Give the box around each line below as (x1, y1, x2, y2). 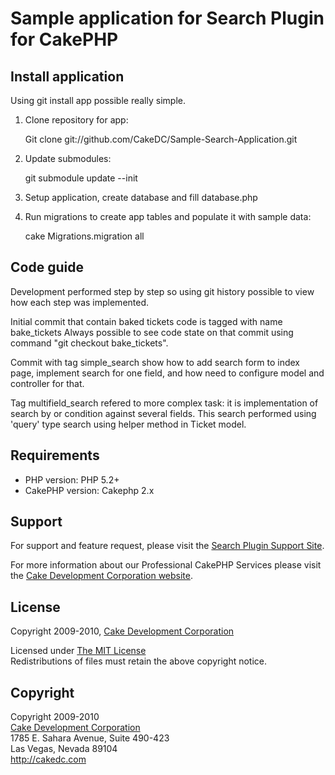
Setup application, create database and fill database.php (24, 192, 258, 203)
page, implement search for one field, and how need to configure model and (10, 367, 325, 379)
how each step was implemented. (10, 296, 150, 308)
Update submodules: (24, 153, 112, 164)
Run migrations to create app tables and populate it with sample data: (24, 211, 312, 222)
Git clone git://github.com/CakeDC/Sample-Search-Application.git (24, 133, 298, 145)
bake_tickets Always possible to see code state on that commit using (10, 326, 294, 338)
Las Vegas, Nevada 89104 (10, 743, 118, 755)
